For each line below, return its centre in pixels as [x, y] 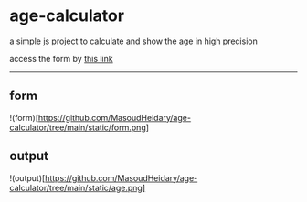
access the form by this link [61, 58]
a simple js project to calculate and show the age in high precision [133, 41]
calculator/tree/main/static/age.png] [78, 187]
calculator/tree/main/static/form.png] [79, 127]
